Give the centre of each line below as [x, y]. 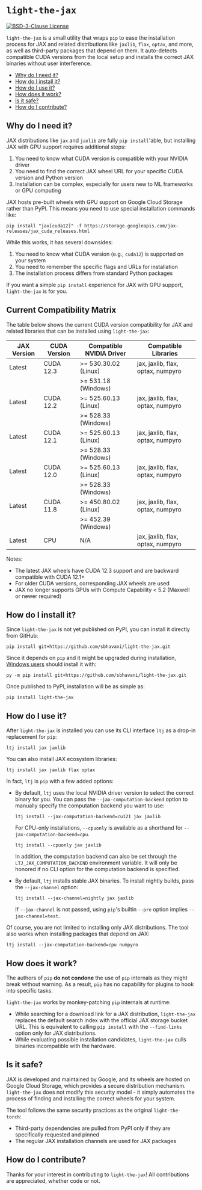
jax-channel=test [37, 916]
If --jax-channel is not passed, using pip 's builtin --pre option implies [101, 910]
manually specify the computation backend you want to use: [90, 806]
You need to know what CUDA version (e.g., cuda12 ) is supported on [99, 254]
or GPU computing [38, 190]
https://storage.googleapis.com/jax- [131, 226]
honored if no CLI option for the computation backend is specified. [97, 869]
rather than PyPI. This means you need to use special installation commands [101, 208]
